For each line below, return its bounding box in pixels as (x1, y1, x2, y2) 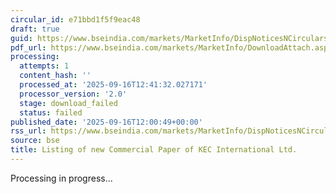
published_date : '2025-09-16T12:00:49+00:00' (10, 117, 203, 127)
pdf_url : (10, 42, 47, 53)
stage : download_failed (19, 98, 118, 108)
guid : (10, 33, 33, 43)
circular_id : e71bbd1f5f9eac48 (10, 14, 141, 25)
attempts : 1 (19, 61, 70, 71)
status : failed (19, 107, 83, 118)
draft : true (10, 24, 60, 34)
